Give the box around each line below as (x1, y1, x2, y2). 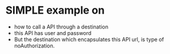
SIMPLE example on (5, 4, 105, 17)
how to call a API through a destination (14, 23, 109, 30)
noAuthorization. (14, 42, 55, 49)
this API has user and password (14, 29, 92, 36)
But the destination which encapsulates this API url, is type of (14, 36, 164, 43)
